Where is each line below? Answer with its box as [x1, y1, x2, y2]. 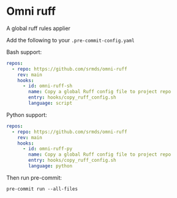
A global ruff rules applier [6, 25, 70, 32]
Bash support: [6, 48, 42, 56]
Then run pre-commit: [6, 173, 62, 181]
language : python [28, 163, 72, 169]
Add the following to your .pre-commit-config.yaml [6, 36, 135, 44]
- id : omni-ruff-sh [22, 83, 72, 89]
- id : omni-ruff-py [22, 146, 72, 152]
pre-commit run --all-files [6, 186, 78, 192]
